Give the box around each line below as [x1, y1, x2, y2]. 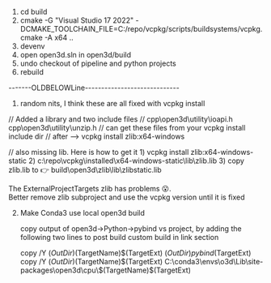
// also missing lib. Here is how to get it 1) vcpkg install [8, 148, 189, 157]
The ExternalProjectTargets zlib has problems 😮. [8, 184, 171, 193]
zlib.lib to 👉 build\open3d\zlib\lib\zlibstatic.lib [8, 165, 162, 174]
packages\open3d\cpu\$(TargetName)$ [19, 265, 155, 275]
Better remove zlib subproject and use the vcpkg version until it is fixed [8, 192, 245, 202]
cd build [19, 7, 48, 16]
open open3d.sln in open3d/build [19, 50, 132, 59]
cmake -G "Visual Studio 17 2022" [19, 15, 134, 25]
